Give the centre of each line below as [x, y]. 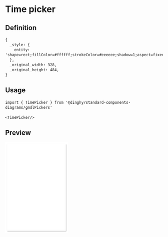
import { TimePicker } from [34, 102]
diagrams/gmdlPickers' [29, 107]
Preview [18, 133]
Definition [21, 28]
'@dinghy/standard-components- [98, 102]
